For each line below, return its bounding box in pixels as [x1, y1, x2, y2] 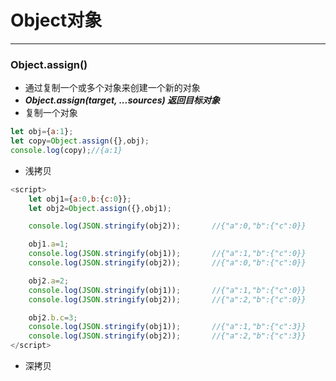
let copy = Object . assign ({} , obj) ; [10, 136, 150, 146]
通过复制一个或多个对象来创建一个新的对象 [24, 82, 201, 94]
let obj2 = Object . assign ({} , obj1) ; [28, 203, 172, 213]
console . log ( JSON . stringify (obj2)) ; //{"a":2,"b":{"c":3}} [28, 331, 307, 341]
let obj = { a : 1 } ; [10, 127, 74, 137]
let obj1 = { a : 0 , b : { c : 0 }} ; [28, 194, 132, 204]
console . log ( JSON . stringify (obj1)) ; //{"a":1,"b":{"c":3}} [28, 322, 307, 332]
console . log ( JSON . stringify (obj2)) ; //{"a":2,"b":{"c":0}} [28, 294, 307, 305]
